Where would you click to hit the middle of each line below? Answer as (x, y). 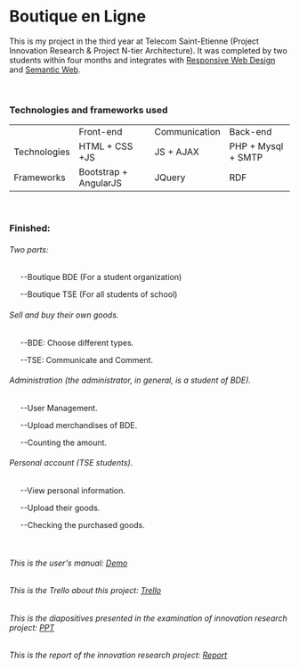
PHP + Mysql (256, 146)
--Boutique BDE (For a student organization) (101, 277)
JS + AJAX (177, 152)
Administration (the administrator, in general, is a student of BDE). (130, 380)
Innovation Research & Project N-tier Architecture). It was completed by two (148, 50)
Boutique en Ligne (78, 17)
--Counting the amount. (64, 442)
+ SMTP (246, 158)
